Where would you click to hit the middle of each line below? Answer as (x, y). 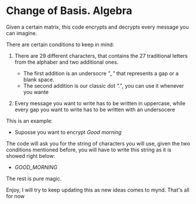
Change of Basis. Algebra (69, 11)
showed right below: (31, 155)
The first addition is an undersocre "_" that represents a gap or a (101, 73)
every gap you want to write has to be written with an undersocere (95, 109)
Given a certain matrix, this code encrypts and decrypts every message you (97, 27)
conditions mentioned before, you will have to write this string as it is (89, 150)
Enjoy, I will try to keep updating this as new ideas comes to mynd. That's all (98, 190)
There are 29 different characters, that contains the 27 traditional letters (101, 56)
